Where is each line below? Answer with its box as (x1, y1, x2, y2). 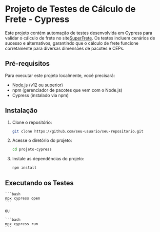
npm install (12, 165, 37, 170)
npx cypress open (5, 196, 40, 201)
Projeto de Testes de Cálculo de (5, 3, 136, 15)
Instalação (5, 106, 38, 115)
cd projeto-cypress (12, 147, 52, 152)
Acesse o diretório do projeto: (12, 137, 72, 143)
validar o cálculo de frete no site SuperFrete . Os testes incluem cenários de (5, 35, 155, 41)
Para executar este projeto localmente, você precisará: (5, 72, 115, 78)
